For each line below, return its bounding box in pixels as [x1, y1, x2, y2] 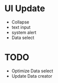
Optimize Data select [11, 68, 54, 74]
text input [11, 24, 31, 30]
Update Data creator [11, 73, 53, 79]
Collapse [11, 19, 29, 25]
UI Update [4, 3, 45, 14]
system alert [11, 29, 37, 35]
